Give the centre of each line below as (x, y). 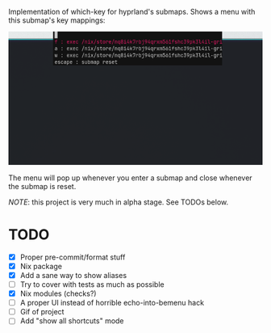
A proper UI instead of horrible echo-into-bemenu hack (112, 303)
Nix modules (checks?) (58, 293)
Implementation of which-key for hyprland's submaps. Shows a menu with (132, 12)
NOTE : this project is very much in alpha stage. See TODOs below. (119, 202)
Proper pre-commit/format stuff (73, 257)
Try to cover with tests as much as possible (92, 285)
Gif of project (42, 312)
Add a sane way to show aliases (73, 275)
